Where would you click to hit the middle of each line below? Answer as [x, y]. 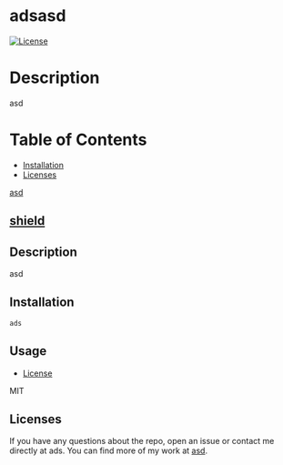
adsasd [38, 16]
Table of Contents [78, 140]
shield [27, 221]
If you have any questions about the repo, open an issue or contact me [142, 441]
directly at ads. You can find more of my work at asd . [108, 450]
